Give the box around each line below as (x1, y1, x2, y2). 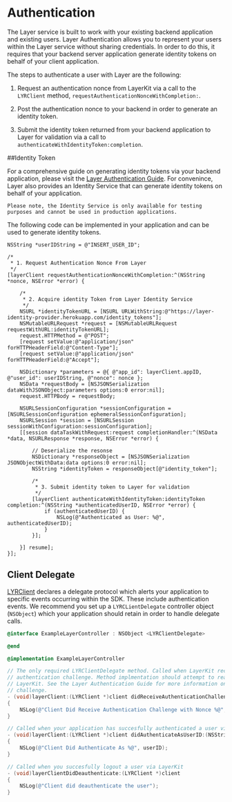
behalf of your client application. (7, 57, 99, 65)
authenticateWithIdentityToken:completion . (17, 140, 144, 148)
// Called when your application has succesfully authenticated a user (7, 725, 217, 732)
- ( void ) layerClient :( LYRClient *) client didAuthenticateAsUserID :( (7, 731, 209, 738)
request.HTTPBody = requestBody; (19, 392, 116, 399)
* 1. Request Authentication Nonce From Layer (10, 259, 147, 266)
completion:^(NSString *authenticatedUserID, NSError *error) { (7, 502, 196, 509)
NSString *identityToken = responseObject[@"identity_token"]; (32, 465, 217, 472)
